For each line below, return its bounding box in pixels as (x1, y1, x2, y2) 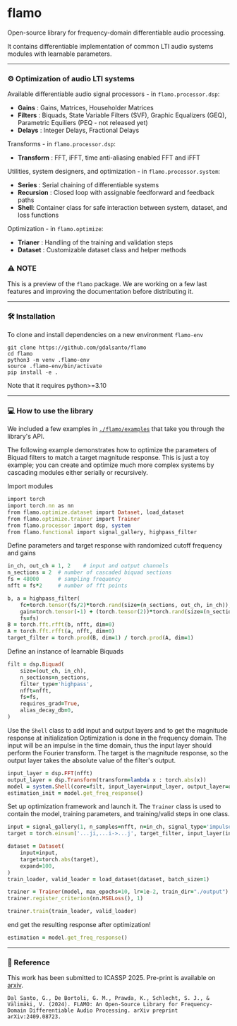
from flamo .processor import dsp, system (7, 521, 131, 529)
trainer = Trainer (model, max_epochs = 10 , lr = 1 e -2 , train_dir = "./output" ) (7, 888, 229, 895)
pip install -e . (7, 369, 59, 376)
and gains (7, 549, 37, 558)
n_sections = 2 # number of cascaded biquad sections (7, 569, 172, 577)
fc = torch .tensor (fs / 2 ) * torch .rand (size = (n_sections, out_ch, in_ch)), (20, 601, 232, 608)
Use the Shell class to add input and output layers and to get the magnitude (7, 726, 228, 734)
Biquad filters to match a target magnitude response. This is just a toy (7, 454, 209, 462)
